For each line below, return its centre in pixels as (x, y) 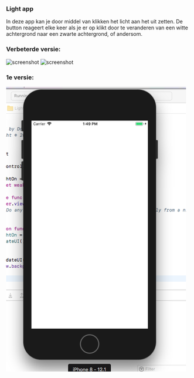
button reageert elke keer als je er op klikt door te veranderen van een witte (97, 28)
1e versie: (20, 77)
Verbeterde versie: (33, 49)
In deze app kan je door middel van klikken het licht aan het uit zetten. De (94, 22)
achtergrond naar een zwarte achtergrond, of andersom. (74, 34)
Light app (20, 9)
